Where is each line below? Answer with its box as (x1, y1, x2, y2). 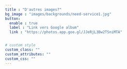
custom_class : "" (5, 47, 40, 52)
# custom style (5, 43, 36, 48)
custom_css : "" (5, 56, 36, 61)
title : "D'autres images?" (5, 7, 62, 12)
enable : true (9, 20, 38, 26)
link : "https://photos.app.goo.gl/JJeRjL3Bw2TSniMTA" (9, 30, 123, 34)
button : (5, 16, 21, 21)
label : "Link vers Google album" (9, 25, 79, 30)
